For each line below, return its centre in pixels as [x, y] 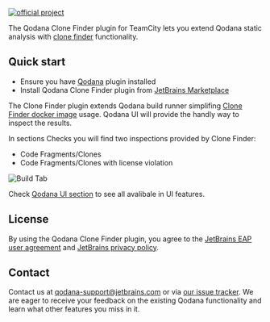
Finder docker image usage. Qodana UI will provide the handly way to [124, 114]
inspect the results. [40, 123]
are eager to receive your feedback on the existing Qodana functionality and [135, 301]
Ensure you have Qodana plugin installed [88, 82]
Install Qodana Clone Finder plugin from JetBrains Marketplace [125, 90]
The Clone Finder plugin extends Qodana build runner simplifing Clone [126, 106]
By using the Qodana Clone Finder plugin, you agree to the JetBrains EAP [130, 239]
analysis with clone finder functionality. [73, 37]
